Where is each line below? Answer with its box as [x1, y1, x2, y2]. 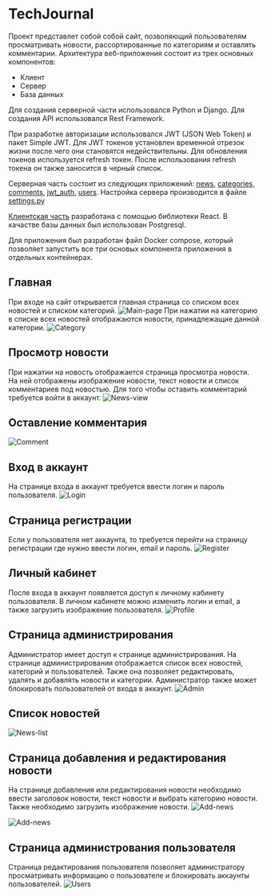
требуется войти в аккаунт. [8, 392, 102, 402]
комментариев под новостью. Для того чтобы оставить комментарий [8, 384, 248, 394]
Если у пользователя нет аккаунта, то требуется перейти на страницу [8, 535, 248, 544]
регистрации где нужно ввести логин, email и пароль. [8, 543, 193, 553]
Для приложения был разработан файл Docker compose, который [8, 235, 233, 245]
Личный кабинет [8, 566, 98, 580]
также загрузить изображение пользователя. [8, 605, 164, 614]
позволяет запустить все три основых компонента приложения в [8, 244, 233, 253]
